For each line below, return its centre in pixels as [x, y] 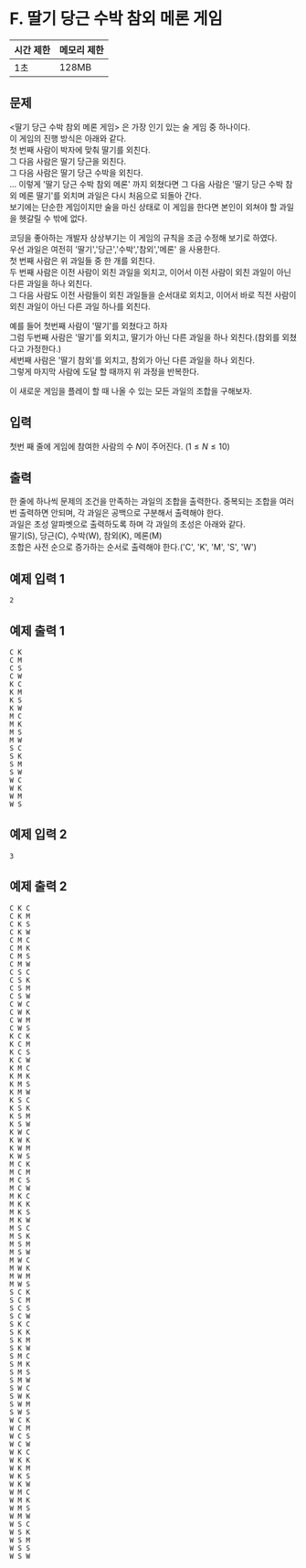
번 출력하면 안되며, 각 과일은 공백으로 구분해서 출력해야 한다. [116, 513]
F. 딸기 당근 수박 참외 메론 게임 [116, 19]
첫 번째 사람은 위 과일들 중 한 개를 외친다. [82, 261]
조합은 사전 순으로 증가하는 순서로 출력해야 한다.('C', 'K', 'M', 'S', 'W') [133, 547]
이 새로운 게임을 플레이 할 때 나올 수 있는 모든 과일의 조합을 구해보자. [131, 390]
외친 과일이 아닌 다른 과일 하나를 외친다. [80, 306]
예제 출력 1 [37, 630]
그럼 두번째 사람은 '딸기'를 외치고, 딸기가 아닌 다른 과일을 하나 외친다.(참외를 [145, 337]
